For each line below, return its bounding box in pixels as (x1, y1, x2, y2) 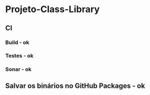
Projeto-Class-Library (5, 4, 100, 15)
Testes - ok (5, 52, 34, 59)
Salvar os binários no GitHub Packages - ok (5, 81, 145, 90)
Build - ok (5, 39, 29, 46)
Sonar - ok (5, 66, 32, 73)
